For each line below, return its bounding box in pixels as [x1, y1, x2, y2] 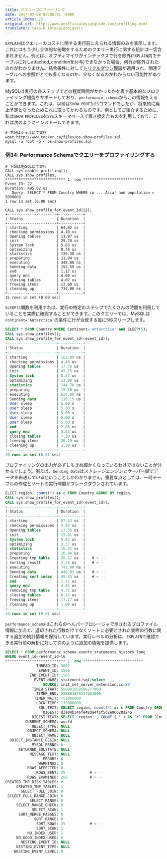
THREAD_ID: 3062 [36, 663, 70, 669]
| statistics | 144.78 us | [5, 382, 85, 387]
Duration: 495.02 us [5, 186, 48, 191]
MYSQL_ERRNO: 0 [31, 742, 64, 748]
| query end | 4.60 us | [5, 273, 85, 279]
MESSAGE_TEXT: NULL [29, 752, 70, 757]
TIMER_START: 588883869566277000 [31, 687, 101, 692]
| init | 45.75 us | [5, 369, 85, 374]
